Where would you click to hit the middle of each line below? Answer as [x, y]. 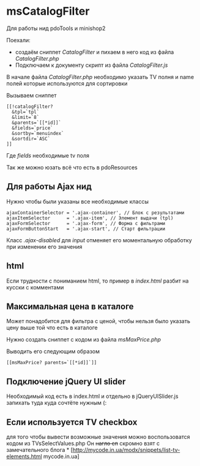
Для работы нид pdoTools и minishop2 [56, 28]
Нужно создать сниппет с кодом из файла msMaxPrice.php [83, 340]
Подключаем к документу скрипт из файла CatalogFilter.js [91, 65]
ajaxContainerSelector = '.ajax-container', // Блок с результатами [95, 213]
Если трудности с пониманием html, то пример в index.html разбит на [98, 281]
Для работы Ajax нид [49, 187]
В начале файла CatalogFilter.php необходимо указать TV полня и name [100, 77]
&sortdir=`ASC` [31, 139]
